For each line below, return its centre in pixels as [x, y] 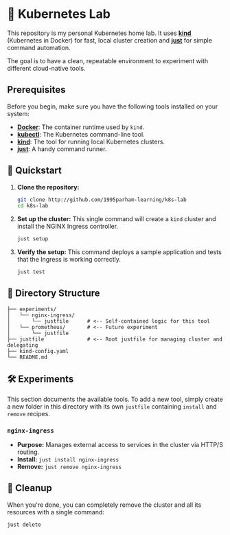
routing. [28, 452]
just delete [24, 525]
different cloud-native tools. [46, 68]
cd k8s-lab [33, 206]
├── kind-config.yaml [38, 351]
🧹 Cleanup [30, 488]
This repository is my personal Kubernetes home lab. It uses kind [99, 33]
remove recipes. [28, 413]
